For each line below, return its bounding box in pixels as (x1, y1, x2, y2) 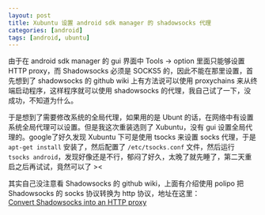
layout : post (8, 11, 51, 20)
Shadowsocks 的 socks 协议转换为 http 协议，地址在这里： (8, 189, 200, 198)
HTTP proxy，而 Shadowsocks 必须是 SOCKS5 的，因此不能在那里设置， (8, 66, 247, 76)
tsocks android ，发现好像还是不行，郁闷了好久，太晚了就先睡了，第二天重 (8, 152, 252, 162)
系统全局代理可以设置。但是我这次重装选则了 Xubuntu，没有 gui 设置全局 (8, 123, 246, 132)
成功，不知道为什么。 (8, 96, 78, 105)
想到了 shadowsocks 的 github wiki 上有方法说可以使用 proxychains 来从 (14, 76, 251, 85)
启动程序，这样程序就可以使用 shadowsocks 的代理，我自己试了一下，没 (14, 86, 252, 96)
